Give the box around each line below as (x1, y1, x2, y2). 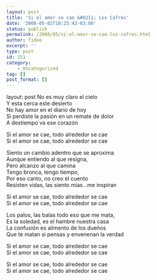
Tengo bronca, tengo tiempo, (6, 168, 79, 176)
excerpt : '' (6, 43, 37, 49)
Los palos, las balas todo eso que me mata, (6, 211, 115, 219)
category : (6, 60, 32, 66)
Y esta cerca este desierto (6, 100, 72, 107)
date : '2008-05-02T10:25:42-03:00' (6, 20, 97, 26)
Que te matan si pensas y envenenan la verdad (6, 231, 124, 238)
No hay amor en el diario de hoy (6, 106, 87, 114)
